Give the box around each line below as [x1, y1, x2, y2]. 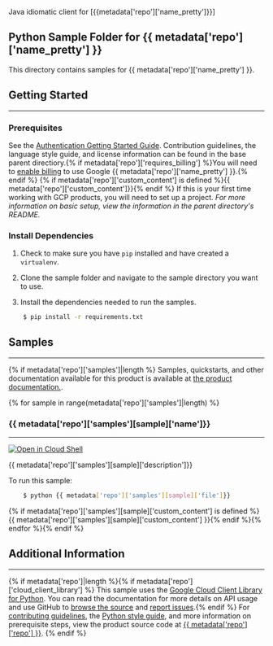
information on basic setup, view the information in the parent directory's [8, 201, 254, 211]
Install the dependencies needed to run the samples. [19, 297, 197, 308]
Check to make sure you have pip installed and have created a [19, 248, 229, 259]
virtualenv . [19, 257, 59, 267]
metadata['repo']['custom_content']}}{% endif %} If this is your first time [8, 183, 252, 194]
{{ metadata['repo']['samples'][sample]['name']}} [8, 418, 211, 430]
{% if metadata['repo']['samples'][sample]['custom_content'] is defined [8, 506, 248, 516]
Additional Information [8, 547, 125, 561]
